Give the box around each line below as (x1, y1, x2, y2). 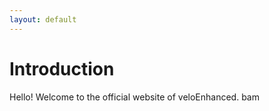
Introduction (9, 57, 115, 80)
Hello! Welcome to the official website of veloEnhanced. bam (9, 91, 260, 103)
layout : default (9, 14, 77, 25)
